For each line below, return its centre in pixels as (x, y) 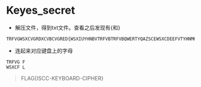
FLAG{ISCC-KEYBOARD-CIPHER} (62, 78)
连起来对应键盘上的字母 (44, 51)
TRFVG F (16, 62)
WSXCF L (16, 67)
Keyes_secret (41, 10)
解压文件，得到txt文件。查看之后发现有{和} (68, 27)
